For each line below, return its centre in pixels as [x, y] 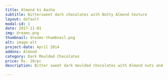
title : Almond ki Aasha [30, 10]
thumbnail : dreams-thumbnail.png [40, 38]
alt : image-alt [21, 42]
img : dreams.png [22, 33]
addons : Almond [21, 51]
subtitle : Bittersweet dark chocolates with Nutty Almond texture [76, 14]
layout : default [22, 19]
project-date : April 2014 [32, 47]
